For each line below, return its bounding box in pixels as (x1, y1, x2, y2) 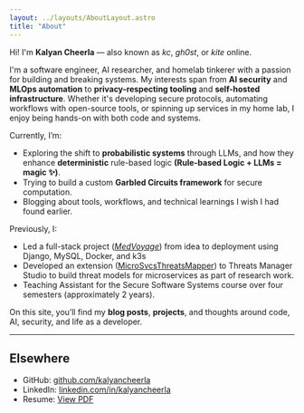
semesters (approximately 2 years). (22, 289, 156, 300)
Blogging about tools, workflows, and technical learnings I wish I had (22, 196, 279, 206)
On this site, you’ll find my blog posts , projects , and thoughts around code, (9, 306, 290, 317)
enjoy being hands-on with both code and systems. (9, 112, 202, 123)
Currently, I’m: (9, 130, 62, 140)
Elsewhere (9, 351, 71, 366)
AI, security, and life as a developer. (9, 316, 143, 327)
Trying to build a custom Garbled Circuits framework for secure (22, 177, 262, 187)
